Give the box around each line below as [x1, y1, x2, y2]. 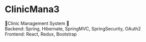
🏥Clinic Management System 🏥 [5, 20, 70, 26]
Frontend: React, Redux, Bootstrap [5, 31, 77, 37]
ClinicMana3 [5, 4, 60, 15]
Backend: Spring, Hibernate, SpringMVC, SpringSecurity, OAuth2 [5, 25, 141, 31]
